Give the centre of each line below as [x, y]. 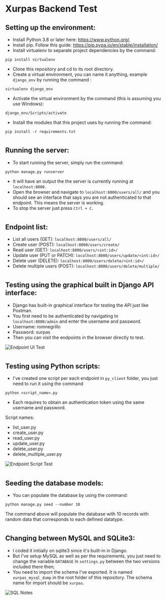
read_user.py [26, 438]
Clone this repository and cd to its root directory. [63, 69]
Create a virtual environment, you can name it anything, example [80, 74]
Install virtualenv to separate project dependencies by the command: [84, 50]
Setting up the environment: [50, 28]
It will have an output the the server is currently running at [73, 181]
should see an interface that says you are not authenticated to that [82, 197]
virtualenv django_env [29, 89]
